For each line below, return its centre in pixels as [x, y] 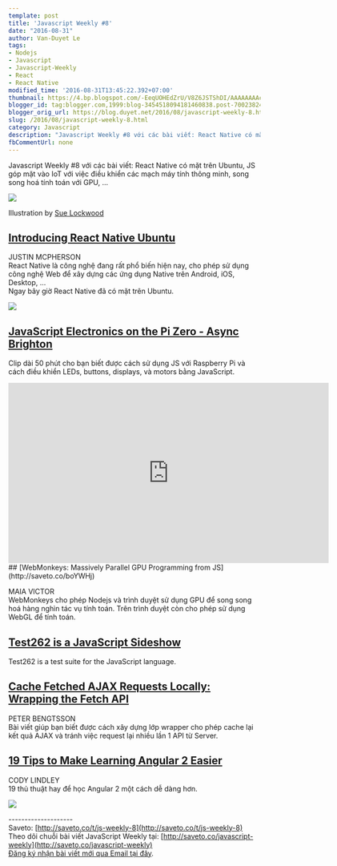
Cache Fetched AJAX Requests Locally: [109, 687]
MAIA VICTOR [31, 592]
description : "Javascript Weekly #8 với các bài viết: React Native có [130, 135]
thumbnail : [26, 98]
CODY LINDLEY [34, 780]
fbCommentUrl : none [41, 142]
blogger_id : [28, 105]
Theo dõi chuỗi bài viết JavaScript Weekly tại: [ [86, 836]
